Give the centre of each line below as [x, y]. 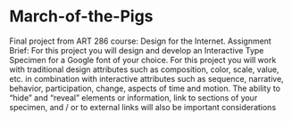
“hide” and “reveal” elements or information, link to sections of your [133, 97]
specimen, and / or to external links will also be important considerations [143, 107]
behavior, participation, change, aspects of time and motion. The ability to [145, 88]
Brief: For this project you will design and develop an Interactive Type [137, 50]
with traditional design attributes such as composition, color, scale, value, [144, 69]
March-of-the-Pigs [81, 16]
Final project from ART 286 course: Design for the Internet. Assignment [141, 41]
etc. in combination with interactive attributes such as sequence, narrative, [146, 78]
